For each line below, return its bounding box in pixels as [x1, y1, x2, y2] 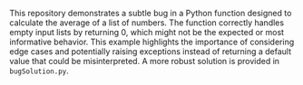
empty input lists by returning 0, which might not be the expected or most [9, 27, 284, 37]
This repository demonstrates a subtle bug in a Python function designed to [9, 8, 292, 18]
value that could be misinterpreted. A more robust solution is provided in [9, 56, 279, 66]
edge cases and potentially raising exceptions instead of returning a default [9, 46, 292, 57]
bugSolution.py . [9, 65, 70, 76]
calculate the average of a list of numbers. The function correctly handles [9, 17, 284, 28]
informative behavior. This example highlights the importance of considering [9, 36, 295, 47]
